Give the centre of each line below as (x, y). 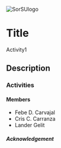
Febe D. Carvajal (35, 112)
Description (28, 68)
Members (18, 99)
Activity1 (17, 49)
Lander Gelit (30, 125)
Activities (20, 85)
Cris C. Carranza (35, 119)
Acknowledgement (30, 139)
